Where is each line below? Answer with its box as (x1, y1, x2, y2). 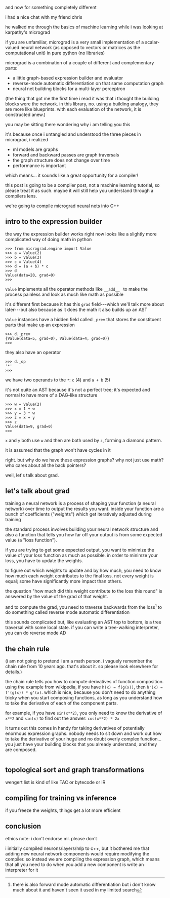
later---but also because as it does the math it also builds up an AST (5, 306, 148, 313)
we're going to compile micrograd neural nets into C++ (5, 203, 120, 209)
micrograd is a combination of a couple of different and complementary (5, 60, 154, 65)
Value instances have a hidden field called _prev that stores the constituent (5, 316, 161, 322)
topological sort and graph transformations (5, 766, 145, 774)
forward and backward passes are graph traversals (12, 152, 119, 158)
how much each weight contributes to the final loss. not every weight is (5, 572, 154, 579)
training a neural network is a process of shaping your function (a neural (5, 500, 156, 506)
